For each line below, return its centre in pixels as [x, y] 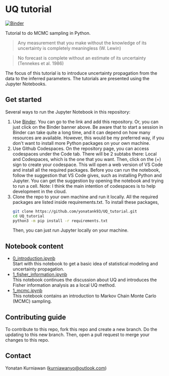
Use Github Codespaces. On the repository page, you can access [81, 148]
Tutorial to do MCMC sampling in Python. [48, 33]
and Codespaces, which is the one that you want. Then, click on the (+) [87, 159]
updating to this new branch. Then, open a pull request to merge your [77, 335]
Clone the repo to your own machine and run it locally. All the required [85, 197]
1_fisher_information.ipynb [40, 275]
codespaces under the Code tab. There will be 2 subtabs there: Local [85, 154]
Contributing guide [36, 317]
